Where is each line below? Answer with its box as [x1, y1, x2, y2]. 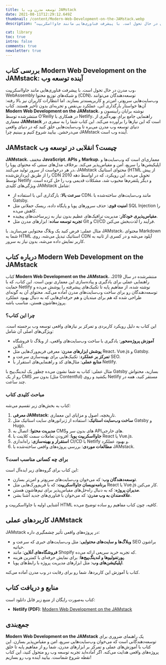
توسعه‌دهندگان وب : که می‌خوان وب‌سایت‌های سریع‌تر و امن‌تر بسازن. [12, 476, 137, 482]
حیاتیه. [12, 544, 25, 550]
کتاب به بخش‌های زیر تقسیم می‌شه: [5, 402, 71, 408]
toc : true [5, 35, 26, 39]
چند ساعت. [5, 379, 27, 385]
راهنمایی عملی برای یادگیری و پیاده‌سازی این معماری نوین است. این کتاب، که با [5, 279, 150, 285]
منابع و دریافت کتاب [5, 584, 59, 592]
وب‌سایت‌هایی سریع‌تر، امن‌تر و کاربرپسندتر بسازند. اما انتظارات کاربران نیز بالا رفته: [5, 98, 158, 104]
